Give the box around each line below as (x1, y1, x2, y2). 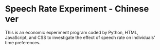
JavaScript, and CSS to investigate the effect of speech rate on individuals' (5, 35, 156, 40)
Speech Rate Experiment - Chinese (5, 3, 149, 14)
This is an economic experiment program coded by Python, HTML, (5, 29, 139, 35)
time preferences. (5, 39, 41, 45)
